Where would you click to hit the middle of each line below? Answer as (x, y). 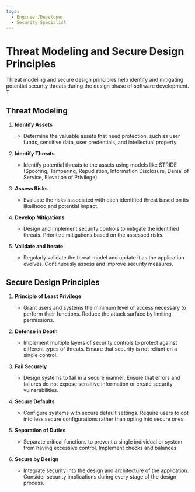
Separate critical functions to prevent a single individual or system (103, 441)
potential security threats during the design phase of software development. (98, 86)
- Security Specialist (39, 22)
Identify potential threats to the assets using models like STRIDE (100, 165)
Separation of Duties (40, 430)
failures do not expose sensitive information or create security (98, 384)
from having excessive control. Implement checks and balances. (100, 448)
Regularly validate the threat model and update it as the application (104, 258)
